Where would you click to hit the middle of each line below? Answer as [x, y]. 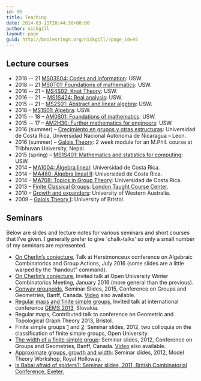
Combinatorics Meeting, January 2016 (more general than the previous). [104, 282]
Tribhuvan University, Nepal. [50, 148]
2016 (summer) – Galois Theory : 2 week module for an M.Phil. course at [103, 142]
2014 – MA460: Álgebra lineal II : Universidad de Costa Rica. [88, 174]
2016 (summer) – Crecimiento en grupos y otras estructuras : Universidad [105, 129]
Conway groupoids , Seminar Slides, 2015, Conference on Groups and [100, 289]
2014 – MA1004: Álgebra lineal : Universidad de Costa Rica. [87, 167]
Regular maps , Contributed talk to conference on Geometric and [94, 314]
